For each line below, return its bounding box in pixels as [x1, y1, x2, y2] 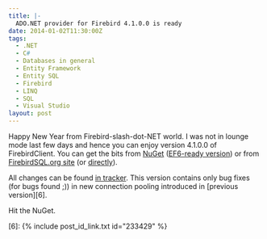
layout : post [8, 110, 52, 118]
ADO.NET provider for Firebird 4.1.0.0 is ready [15, 19, 182, 27]
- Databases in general [15, 57, 95, 65]
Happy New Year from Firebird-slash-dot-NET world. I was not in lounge [8, 132, 248, 141]
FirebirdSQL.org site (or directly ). [8, 157, 119, 166]
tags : [8, 34, 27, 43]
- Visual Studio [15, 102, 70, 110]
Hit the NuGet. [8, 206, 56, 215]
